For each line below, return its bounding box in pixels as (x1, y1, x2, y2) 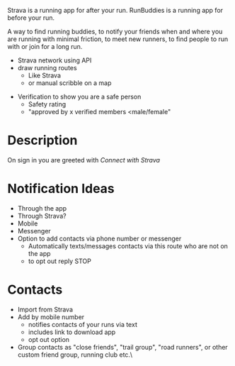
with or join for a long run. (7, 43, 83, 50)
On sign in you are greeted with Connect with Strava (7, 155, 161, 164)
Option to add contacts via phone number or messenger (17, 234, 182, 243)
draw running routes (17, 64, 77, 72)
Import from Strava (17, 305, 73, 314)
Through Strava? (17, 211, 67, 220)
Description (7, 133, 78, 148)
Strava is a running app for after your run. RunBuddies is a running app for (7, 6, 224, 14)
